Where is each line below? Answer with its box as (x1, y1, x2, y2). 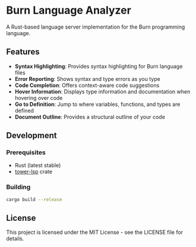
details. (6, 235, 24, 242)
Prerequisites (6, 148, 46, 157)
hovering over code (14, 94, 63, 101)
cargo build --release (6, 196, 62, 202)
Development (6, 130, 58, 140)
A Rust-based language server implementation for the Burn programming (6, 23, 185, 30)
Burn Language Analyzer (6, 4, 132, 17)
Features (6, 47, 40, 57)
